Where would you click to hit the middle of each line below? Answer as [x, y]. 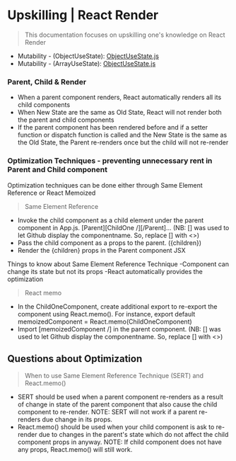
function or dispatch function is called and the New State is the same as [122, 135]
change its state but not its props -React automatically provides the [105, 271]
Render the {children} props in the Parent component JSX [101, 250]
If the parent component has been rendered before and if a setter [113, 127]
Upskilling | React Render [83, 15]
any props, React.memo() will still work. [75, 450]
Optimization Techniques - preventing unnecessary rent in [110, 161]
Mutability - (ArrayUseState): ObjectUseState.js [87, 63]
